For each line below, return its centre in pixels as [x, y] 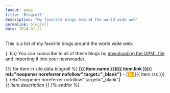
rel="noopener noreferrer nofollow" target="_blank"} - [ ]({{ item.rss [82, 74]
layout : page [19, 10]
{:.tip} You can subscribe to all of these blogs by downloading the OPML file [85, 54]
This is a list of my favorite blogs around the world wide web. [69, 43]
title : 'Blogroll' [25, 15]
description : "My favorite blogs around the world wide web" [72, 19]
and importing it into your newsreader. [45, 59]
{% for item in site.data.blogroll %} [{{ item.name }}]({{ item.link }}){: [79, 69]
